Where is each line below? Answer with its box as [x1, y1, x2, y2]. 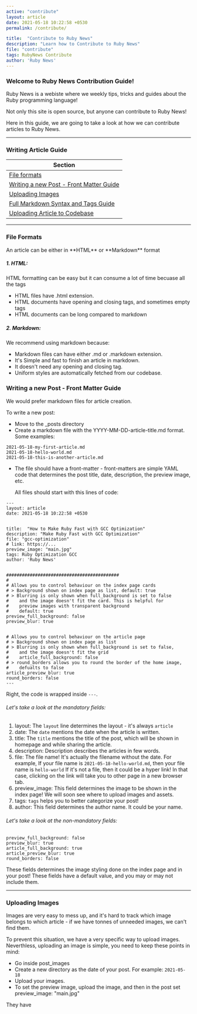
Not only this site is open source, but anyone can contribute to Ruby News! [6, 108, 187, 115]
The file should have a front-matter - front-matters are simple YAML [14, 465, 179, 472]
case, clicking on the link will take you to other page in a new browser [14, 772, 183, 779]
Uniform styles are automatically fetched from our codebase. [14, 369, 162, 376]
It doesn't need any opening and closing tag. [14, 363, 123, 371]
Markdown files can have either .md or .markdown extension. [14, 351, 163, 358]
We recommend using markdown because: [6, 339, 110, 346]
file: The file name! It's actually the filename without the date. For [14, 753, 172, 760]
